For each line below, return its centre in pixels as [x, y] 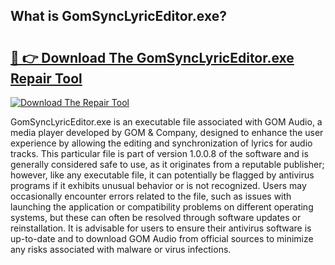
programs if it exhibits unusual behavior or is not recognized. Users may [158, 185]
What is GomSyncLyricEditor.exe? [118, 16]
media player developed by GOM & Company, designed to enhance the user [167, 132]
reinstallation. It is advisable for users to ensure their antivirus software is [161, 228]
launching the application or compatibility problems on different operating [162, 207]
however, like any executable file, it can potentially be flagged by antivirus [162, 175]
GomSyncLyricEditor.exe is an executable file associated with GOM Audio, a [166, 122]
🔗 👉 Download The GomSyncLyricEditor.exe [152, 57]
